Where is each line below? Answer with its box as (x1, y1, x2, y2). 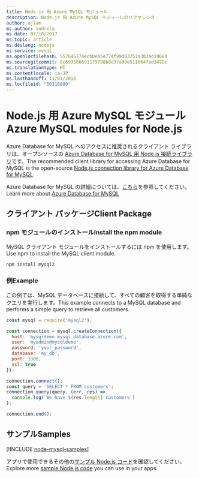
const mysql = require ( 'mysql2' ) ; (6, 317, 93, 323)
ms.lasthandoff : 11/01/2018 (6, 76, 77, 82)
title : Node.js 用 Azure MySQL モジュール (6, 8, 108, 15)
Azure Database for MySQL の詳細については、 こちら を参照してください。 (6, 183, 191, 190)
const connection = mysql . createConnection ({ (6, 328, 122, 334)
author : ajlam (6, 20, 42, 26)
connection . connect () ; (6, 378, 63, 384)
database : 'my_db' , (11, 350, 61, 357)
